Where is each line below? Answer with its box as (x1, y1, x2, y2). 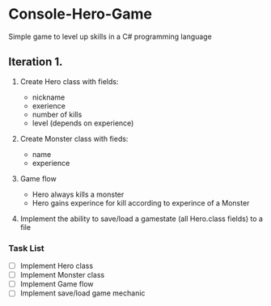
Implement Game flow (19, 279, 94, 289)
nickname (32, 92, 66, 102)
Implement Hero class (19, 261, 94, 271)
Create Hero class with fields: (19, 76, 119, 86)
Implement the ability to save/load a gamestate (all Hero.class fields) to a (19, 214, 263, 223)
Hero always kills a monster (32, 189, 125, 199)
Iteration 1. (8, 55, 63, 69)
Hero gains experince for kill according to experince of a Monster (32, 198, 250, 207)
